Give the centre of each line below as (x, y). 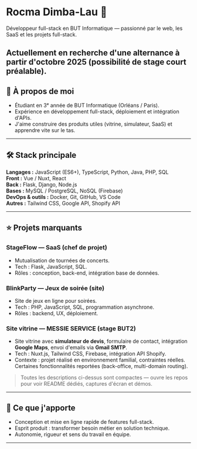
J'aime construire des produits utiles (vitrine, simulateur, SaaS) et (93, 124)
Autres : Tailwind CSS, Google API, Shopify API (63, 203)
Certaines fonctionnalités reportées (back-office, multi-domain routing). (101, 366)
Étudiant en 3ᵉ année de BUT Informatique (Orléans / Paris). (87, 106)
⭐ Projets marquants (44, 228)
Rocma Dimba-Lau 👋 (57, 12)
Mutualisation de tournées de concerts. (62, 260)
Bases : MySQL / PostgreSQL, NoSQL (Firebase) (64, 191)
